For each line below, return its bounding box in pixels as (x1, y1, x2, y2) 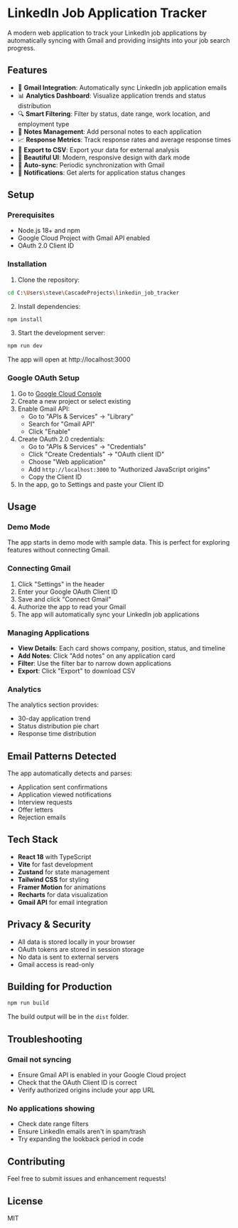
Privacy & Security (7, 918, 92, 930)
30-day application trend (17, 714, 91, 723)
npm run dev (7, 342, 43, 350)
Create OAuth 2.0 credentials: (17, 434, 105, 443)
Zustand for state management (17, 867, 110, 876)
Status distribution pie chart (17, 722, 99, 730)
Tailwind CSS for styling (17, 875, 90, 883)
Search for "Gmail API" (28, 419, 96, 428)
